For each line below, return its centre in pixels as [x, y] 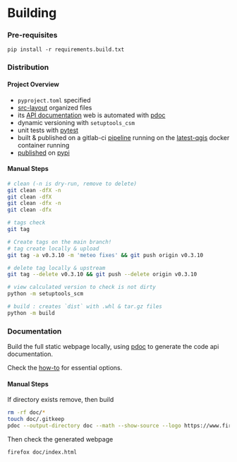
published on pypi [44, 153]
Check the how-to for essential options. [65, 368]
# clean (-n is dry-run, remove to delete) [72, 184]
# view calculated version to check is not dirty [82, 288]
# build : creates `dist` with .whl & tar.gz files [85, 307]
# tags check [26, 223]
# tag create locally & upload [53, 249]
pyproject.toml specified [54, 100]
